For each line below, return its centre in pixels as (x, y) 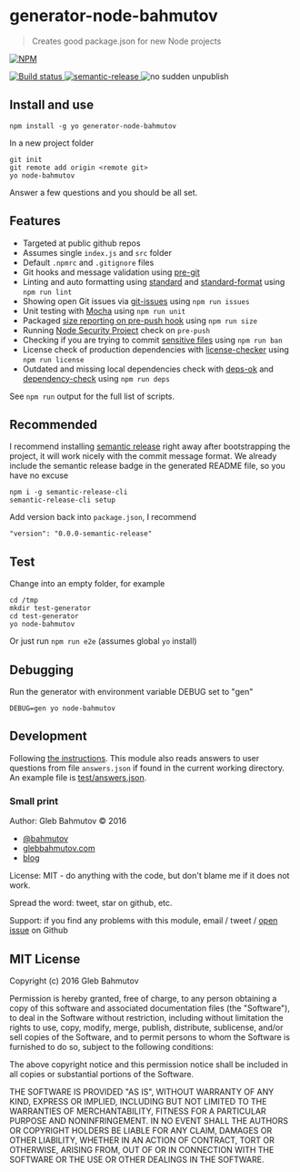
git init (26, 159)
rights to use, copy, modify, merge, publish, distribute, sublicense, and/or (146, 1027)
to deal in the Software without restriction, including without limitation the (146, 1017)
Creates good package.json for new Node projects (126, 41)
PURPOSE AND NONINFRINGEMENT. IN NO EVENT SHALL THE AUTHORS (149, 1120)
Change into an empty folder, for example (87, 584)
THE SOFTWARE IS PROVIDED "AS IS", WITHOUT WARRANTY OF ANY (142, 1091)
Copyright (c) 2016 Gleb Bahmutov (74, 981)
